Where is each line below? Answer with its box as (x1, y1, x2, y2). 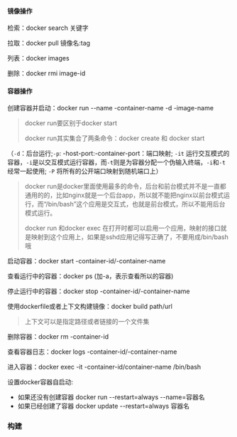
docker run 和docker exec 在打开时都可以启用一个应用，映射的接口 (24, 224, 221, 233)
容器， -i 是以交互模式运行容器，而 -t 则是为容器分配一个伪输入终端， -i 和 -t (7, 158, 226, 167)
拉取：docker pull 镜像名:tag (7, 39, 91, 48)
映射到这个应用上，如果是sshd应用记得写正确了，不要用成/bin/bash (31, 233, 228, 241)
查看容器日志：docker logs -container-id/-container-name (7, 347, 177, 356)
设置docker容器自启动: (7, 378, 73, 386)
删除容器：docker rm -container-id (7, 332, 109, 341)
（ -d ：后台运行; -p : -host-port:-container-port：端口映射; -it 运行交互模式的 (7, 149, 230, 158)
